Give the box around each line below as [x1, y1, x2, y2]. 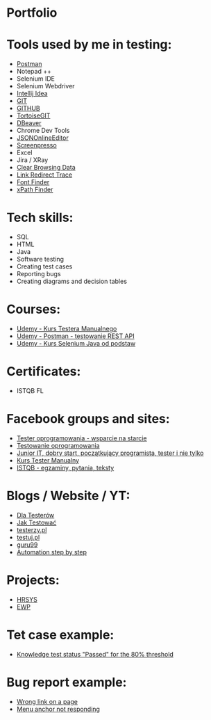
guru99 [16, 541, 38, 549]
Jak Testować [16, 518, 57, 527]
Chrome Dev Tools [16, 127, 70, 135]
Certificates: [6, 364, 81, 380]
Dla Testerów [16, 511, 55, 519]
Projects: [6, 573, 60, 588]
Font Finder [16, 178, 50, 186]
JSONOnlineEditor [16, 134, 69, 142]
